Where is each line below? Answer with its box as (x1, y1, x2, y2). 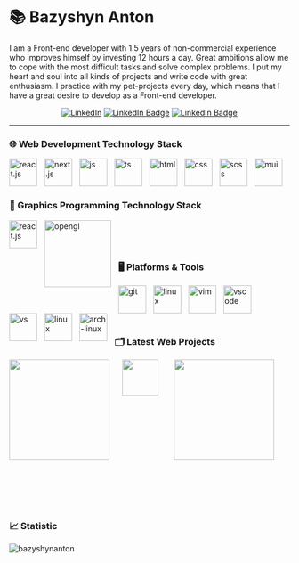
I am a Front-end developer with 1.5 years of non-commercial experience (9, 42, 277, 53)
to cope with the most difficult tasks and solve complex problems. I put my (9, 61, 282, 72)
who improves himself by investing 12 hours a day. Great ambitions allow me (9, 52, 289, 62)
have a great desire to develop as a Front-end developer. (9, 90, 218, 101)
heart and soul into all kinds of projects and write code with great (9, 70, 248, 81)
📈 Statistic (9, 519, 58, 532)
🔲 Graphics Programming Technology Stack (9, 200, 202, 212)
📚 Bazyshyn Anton (9, 7, 155, 28)
